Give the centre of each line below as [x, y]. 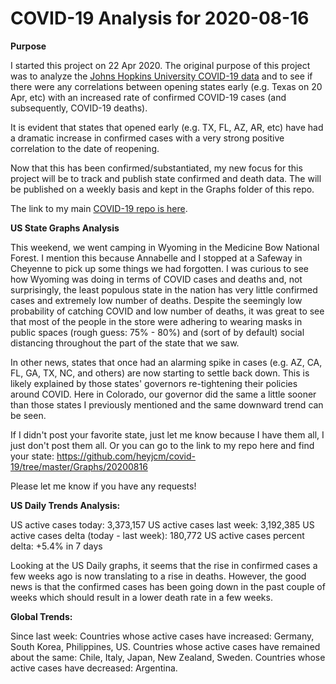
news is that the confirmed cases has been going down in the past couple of [168, 586]
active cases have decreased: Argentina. [94, 668]
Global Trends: [41, 616]
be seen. [28, 415]
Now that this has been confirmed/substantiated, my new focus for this [156, 168]
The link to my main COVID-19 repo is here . [99, 208]
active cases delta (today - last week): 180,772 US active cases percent [157, 535]
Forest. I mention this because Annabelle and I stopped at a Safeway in [156, 258]
